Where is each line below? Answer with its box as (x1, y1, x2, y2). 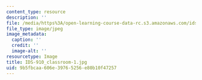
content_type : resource (6, 8, 66, 15)
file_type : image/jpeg (6, 25, 63, 32)
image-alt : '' (11, 48, 47, 54)
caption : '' (11, 37, 42, 43)
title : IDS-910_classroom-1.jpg (6, 59, 87, 65)
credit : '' (11, 43, 39, 49)
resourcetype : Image (6, 54, 58, 60)
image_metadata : (6, 31, 47, 37)
